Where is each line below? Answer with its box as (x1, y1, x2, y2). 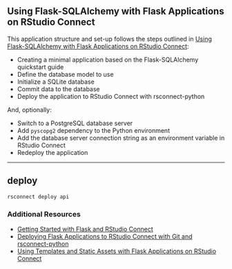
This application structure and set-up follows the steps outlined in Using (7, 35, 212, 43)
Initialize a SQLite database (17, 77, 95, 86)
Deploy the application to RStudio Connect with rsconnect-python (17, 92, 205, 100)
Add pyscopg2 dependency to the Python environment (17, 126, 171, 134)
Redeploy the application (17, 148, 88, 156)
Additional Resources (7, 209, 81, 219)
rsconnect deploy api (7, 193, 70, 200)
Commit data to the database (17, 84, 100, 93)
